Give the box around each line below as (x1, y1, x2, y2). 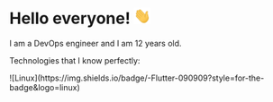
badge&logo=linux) (9, 82, 81, 93)
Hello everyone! (9, 8, 131, 29)
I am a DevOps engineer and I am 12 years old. (9, 38, 182, 49)
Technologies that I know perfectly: (9, 55, 141, 66)
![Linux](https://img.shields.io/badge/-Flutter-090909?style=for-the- (9, 72, 265, 83)
